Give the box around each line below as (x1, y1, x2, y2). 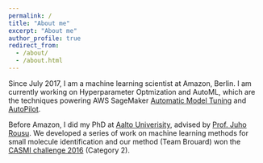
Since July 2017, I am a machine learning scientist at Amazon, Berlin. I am (8, 78, 252, 88)
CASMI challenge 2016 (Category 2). (8, 145, 131, 155)
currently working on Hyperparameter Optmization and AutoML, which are (8, 87, 256, 96)
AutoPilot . (8, 104, 41, 113)
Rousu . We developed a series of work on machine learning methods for (8, 128, 248, 137)
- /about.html (15, 57, 63, 65)
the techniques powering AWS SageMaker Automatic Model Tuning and (8, 96, 247, 105)
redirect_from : (8, 42, 60, 50)
